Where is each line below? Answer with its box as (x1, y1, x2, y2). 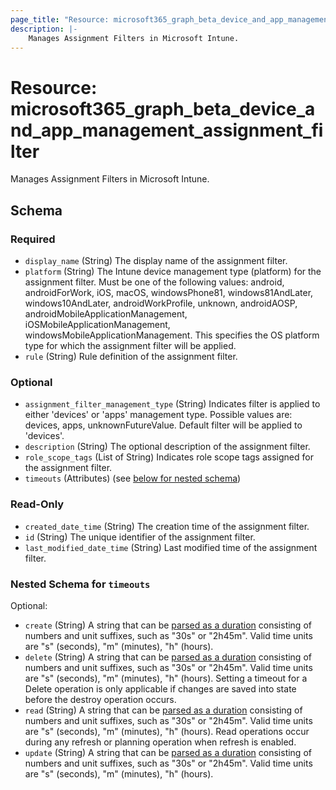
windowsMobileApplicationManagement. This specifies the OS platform (24, 329, 320, 341)
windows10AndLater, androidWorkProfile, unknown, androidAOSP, (24, 297, 298, 309)
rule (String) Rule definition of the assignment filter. (24, 351, 238, 362)
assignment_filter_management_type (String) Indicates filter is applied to (24, 398, 321, 410)
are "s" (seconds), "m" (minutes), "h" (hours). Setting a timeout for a (24, 672, 308, 684)
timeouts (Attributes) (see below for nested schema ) (24, 472, 242, 485)
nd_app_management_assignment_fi (10, 119, 324, 141)
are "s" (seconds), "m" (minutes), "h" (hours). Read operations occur (24, 725, 310, 737)
